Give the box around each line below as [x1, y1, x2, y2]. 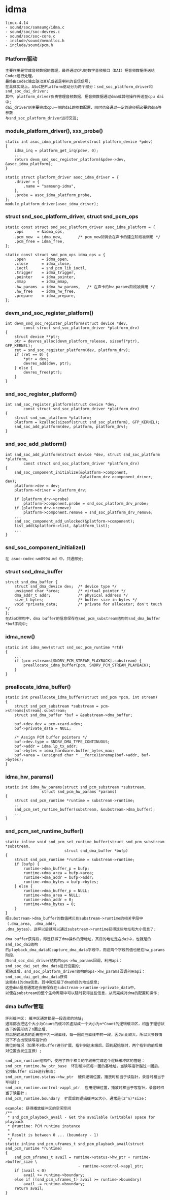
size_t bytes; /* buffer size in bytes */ [14, 597, 138, 603]
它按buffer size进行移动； [5, 1069, 57, 1074]
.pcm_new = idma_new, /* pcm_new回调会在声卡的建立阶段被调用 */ [14, 234, 161, 239]
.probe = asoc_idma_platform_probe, [14, 192, 92, 198]
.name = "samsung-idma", [23, 183, 76, 189]
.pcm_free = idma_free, [14, 239, 65, 244]
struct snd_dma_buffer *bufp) [64, 848, 128, 853]
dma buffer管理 [5, 1003, 44, 1010]
